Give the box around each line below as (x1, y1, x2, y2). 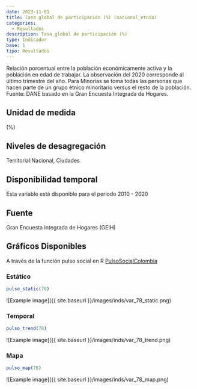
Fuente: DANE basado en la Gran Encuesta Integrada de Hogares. (6, 90, 169, 97)
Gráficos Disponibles (6, 241, 87, 252)
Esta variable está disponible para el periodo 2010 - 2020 (6, 190, 148, 198)
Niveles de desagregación (6, 141, 106, 151)
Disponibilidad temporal (6, 174, 98, 184)
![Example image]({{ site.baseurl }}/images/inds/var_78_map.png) (6, 376, 169, 383)
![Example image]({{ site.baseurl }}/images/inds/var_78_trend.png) (6, 337, 171, 344)
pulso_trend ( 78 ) (6, 326, 47, 332)
